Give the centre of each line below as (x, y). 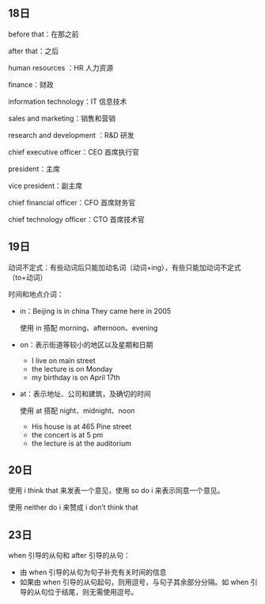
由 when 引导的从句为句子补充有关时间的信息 (93, 572)
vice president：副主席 (45, 185)
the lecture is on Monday (72, 369)
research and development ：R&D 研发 (71, 135)
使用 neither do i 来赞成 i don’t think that (73, 507)
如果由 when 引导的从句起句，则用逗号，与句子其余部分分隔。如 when (134, 582)
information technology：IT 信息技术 (68, 101)
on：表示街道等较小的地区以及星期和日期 (86, 344)
